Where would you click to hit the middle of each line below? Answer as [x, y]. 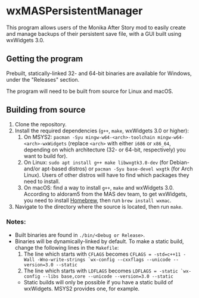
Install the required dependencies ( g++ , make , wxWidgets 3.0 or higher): [102, 131]
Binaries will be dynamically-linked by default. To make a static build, [99, 241]
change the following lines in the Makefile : [67, 247]
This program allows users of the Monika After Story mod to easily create [96, 27]
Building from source [46, 110]
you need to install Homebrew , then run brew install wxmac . [97, 200]
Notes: [16, 222]
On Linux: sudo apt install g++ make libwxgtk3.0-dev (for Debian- [106, 162]
